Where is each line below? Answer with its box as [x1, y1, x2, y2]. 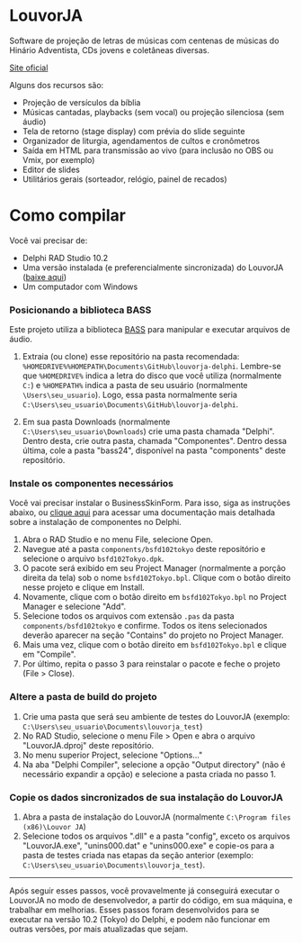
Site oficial [9, 62, 49, 73]
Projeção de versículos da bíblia [22, 96, 141, 108]
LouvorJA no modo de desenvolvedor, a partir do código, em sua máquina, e [9, 895, 293, 906]
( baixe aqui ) [22, 271, 67, 282]
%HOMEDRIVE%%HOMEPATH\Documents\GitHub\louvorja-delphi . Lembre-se [22, 361, 281, 372]
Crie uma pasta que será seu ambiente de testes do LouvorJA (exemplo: [22, 711, 290, 721]
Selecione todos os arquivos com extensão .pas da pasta [22, 611, 235, 621]
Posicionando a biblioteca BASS [9, 304, 152, 316]
